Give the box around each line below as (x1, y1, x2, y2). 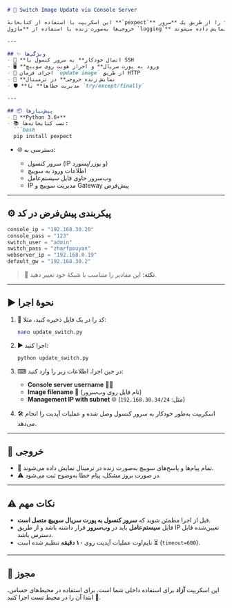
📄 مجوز (7, 567, 36, 579)
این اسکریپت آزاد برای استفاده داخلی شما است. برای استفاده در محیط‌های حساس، (7, 586, 220, 594)
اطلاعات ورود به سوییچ (27, 166, 86, 175)
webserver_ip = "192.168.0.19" (7, 252, 97, 259)
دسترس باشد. (17, 531, 54, 539)
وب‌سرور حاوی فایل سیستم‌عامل (27, 174, 112, 182)
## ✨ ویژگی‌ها (7, 50, 46, 57)
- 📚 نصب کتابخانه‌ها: (7, 120, 69, 127)
